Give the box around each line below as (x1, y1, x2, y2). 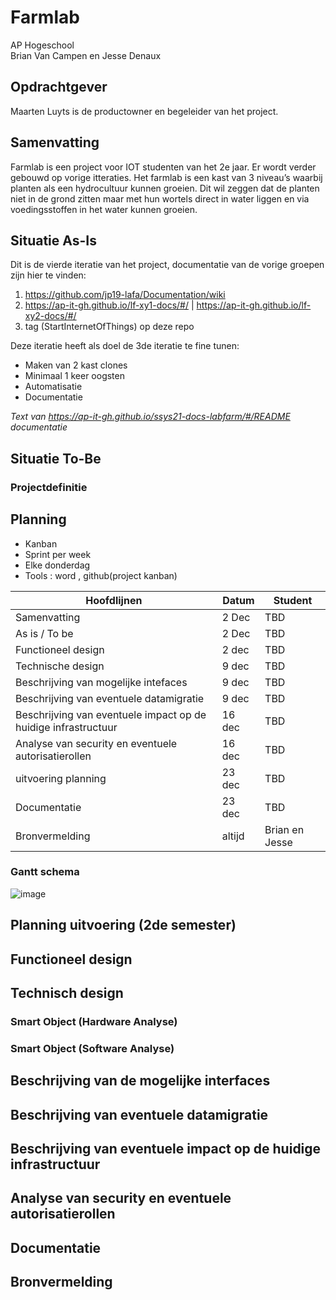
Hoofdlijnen (85, 593, 143, 607)
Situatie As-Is (10, 232, 97, 249)
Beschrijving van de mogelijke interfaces (10, 1072, 271, 1090)
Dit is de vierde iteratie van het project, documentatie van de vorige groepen (10, 259, 325, 271)
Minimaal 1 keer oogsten (24, 370, 125, 382)
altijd (221, 829, 245, 843)
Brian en (264, 822, 305, 836)
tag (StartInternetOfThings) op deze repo (24, 321, 195, 333)
